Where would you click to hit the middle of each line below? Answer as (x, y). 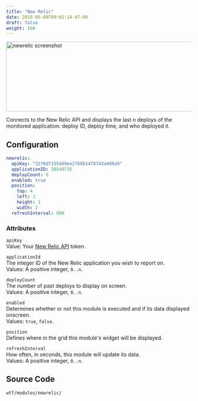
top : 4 (25, 191)
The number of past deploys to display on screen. (67, 286)
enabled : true (29, 180)
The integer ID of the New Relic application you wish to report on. (85, 263)
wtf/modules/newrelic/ (34, 393)
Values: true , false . (30, 321)
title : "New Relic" (30, 12)
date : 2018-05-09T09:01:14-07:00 (47, 17)
